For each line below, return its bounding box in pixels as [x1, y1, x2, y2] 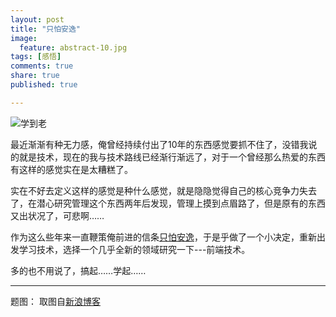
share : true [10, 71, 60, 81]
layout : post [10, 14, 65, 25]
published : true [10, 80, 78, 90]
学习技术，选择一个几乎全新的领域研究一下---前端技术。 [18, 243, 251, 255]
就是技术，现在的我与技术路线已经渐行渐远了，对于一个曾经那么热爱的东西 [18, 151, 326, 163]
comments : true [10, 61, 74, 71]
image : [10, 33, 38, 43]
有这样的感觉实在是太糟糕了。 [10, 163, 133, 175]
